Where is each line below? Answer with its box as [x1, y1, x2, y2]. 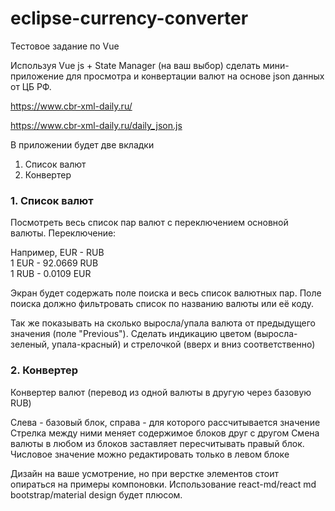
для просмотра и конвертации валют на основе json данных [66, 70, 325, 82]
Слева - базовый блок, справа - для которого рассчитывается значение [10, 416, 321, 428]
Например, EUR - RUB [10, 247, 105, 259]
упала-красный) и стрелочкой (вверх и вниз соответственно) [51, 338, 316, 351]
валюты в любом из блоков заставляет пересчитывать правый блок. [10, 437, 305, 449]
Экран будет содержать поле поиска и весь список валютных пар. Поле [10, 287, 322, 299]
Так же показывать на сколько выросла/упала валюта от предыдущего [10, 317, 317, 329]
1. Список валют [10, 193, 94, 207]
